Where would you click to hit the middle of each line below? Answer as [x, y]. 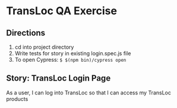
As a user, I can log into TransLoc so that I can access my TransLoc [88, 93]
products [17, 99]
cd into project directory [44, 47]
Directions [26, 33]
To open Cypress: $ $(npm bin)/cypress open [70, 60]
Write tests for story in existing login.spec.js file [73, 53]
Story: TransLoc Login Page [59, 78]
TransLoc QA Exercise [62, 11]
